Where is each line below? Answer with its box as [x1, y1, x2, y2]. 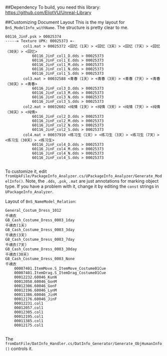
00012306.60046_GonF [14, 284, 57, 289]
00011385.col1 [14, 319, 43, 324]
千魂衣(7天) [5, 242, 27, 247]
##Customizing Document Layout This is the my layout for [5, 19, 125, 25]
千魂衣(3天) [5, 233, 27, 238]
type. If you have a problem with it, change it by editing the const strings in [5, 183, 159, 189]
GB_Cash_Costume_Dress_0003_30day [5, 247, 77, 252]
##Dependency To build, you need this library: [5, 4, 101, 10]
